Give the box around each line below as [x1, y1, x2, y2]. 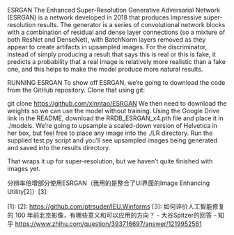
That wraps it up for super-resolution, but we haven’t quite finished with [7, 157, 213, 165]
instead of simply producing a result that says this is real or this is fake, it [7, 50, 216, 58]
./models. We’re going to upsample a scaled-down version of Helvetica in [7, 122, 218, 129]
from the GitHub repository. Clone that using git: [7, 86, 145, 94]
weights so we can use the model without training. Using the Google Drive [7, 107, 220, 115]
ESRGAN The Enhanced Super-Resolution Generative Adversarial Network [7, 6, 221, 14]
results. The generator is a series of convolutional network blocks [37, 21, 226, 29]
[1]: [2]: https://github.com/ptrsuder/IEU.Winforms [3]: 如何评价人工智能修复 [7, 202, 225, 211]
